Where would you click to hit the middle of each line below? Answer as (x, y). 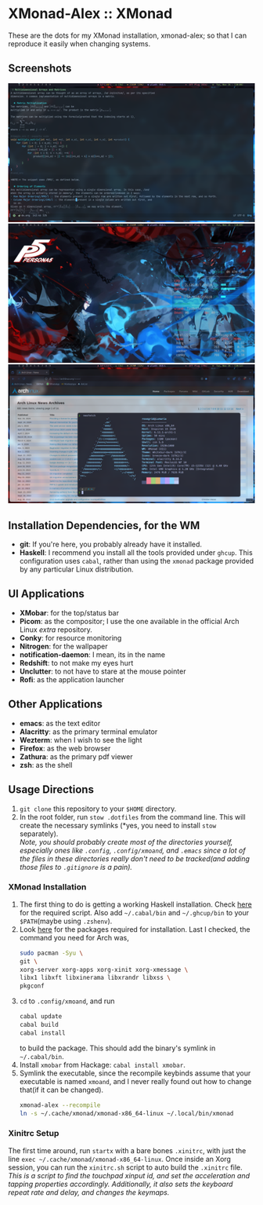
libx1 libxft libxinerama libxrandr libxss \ (95, 978)
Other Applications (56, 705)
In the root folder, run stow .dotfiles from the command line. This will (132, 816)
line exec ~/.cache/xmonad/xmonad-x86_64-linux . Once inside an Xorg (119, 1159)
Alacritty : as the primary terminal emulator (88, 732)
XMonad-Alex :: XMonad (90, 14)
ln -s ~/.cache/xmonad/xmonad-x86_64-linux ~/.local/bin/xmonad (126, 1113)
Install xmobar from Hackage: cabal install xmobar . (102, 1064)
